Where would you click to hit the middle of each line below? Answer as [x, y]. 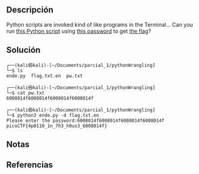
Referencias [30, 165]
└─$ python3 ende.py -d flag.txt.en [53, 115]
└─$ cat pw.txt [26, 93]
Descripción [30, 10]
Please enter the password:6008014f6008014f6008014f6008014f [86, 121]
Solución [23, 50]
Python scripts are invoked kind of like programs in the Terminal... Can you [100, 24]
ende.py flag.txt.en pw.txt [45, 76]
